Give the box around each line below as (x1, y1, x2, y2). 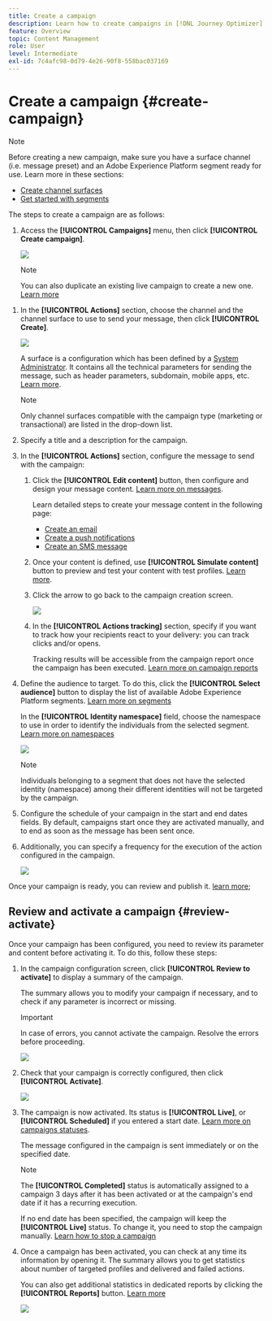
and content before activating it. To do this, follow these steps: (8, 948, 218, 958)
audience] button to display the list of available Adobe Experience (19, 687, 242, 697)
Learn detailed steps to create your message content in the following (32, 499, 263, 509)
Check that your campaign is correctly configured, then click (19, 1067, 223, 1077)
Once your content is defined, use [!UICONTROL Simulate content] (32, 557, 259, 567)
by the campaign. (19, 793, 79, 802)
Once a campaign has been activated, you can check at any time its (19, 1246, 248, 1256)
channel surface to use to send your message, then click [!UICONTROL (19, 314, 260, 324)
